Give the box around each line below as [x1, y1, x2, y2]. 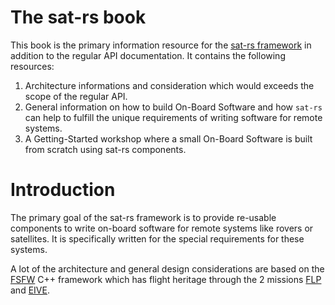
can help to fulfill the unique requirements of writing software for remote [24, 111, 323, 123]
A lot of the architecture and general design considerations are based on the [10, 262, 325, 275]
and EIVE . [10, 284, 50, 296]
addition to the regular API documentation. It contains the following [10, 49, 286, 61]
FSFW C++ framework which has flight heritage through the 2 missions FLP [10, 273, 322, 285]
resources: [10, 60, 55, 72]
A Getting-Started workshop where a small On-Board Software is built [24, 132, 313, 145]
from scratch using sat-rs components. [24, 143, 187, 155]
